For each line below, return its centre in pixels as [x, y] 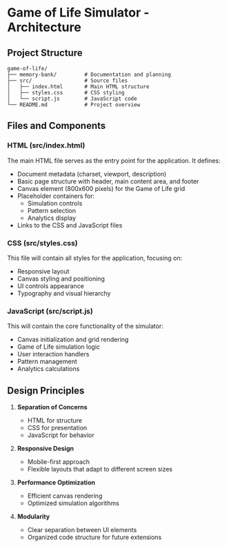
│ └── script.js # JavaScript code [72, 99]
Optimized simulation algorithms [73, 503]
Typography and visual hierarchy [64, 293]
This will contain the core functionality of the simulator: [85, 326]
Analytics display [52, 218]
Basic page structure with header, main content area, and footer [108, 181]
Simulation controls [55, 203]
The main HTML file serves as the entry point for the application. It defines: [114, 161]
